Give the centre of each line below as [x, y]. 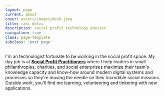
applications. [18, 88]
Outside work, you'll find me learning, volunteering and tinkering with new [81, 83]
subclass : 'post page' [29, 42]
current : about [21, 14]
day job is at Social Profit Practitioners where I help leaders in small [75, 61]
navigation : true [23, 33]
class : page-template [28, 38]
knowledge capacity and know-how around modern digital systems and [79, 72]
